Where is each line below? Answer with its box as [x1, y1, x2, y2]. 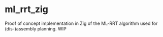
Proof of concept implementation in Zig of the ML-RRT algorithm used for [5, 20, 158, 26]
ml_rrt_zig [5, 4, 49, 15]
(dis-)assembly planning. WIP [5, 25, 67, 31]
